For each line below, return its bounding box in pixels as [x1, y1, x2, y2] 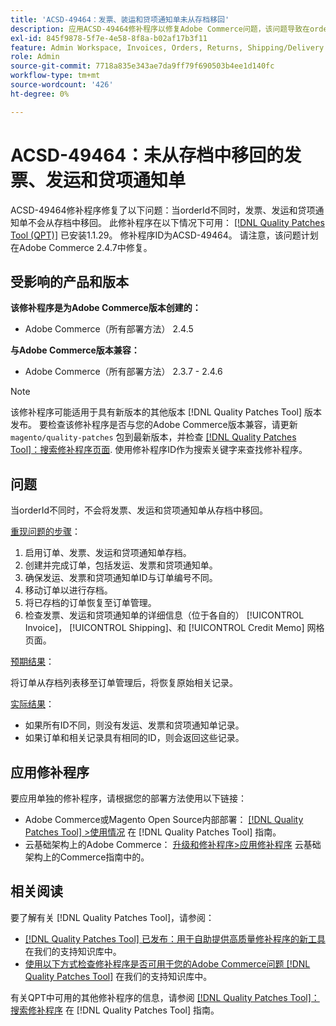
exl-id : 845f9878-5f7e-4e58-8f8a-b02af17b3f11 [10, 33, 208, 43]
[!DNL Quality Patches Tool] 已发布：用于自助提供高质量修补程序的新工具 [24, 932, 326, 945]
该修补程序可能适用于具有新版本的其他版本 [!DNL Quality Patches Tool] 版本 [10, 406, 323, 418]
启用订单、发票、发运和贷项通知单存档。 [24, 547, 192, 559]
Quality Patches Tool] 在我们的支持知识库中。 [24, 970, 213, 982]
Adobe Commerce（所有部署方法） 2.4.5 [24, 323, 194, 335]
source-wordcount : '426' [10, 80, 114, 90]
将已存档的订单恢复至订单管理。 [24, 597, 157, 609]
